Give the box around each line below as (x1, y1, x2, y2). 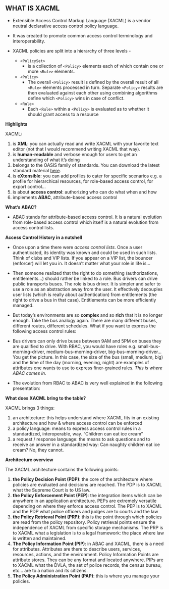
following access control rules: (12, 328, 77, 334)
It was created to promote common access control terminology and (12, 32, 153, 38)
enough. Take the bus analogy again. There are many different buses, (12, 317, 157, 323)
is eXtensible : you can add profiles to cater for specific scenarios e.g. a (12, 173, 162, 179)
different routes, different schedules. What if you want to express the (12, 323, 156, 329)
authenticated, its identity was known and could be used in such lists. (12, 250, 157, 256)
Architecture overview (5, 457, 53, 463)
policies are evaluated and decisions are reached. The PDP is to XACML (12, 481, 162, 487)
